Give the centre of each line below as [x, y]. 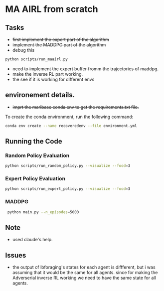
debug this [23, 50]
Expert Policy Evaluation [35, 179]
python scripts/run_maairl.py [37, 59]
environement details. [40, 95]
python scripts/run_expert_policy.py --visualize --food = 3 [68, 189]
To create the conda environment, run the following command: [69, 117]
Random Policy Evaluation [37, 155]
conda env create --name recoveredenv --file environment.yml [71, 126]
